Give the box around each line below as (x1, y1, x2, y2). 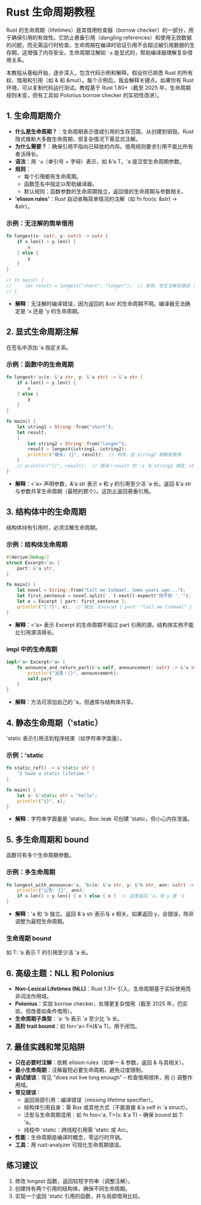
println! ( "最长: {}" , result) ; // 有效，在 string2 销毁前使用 (28, 452, 181, 458)
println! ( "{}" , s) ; (17, 798, 66, 804)
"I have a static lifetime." (17, 771, 90, 777)
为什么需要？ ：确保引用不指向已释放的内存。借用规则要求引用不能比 (14, 143, 183, 150)
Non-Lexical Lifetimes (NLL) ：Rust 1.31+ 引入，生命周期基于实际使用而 (14, 985, 191, 992)
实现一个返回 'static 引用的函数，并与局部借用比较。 (14, 1192, 144, 1200)
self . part (28, 676, 52, 682)
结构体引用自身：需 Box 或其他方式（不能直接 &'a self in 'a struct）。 (23, 1103, 191, 1111)
